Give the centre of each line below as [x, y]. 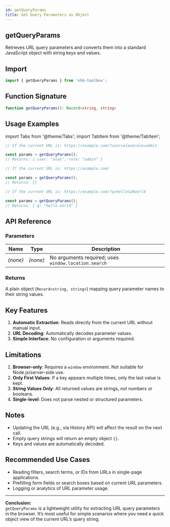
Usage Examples [32, 124]
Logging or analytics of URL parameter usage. [60, 488]
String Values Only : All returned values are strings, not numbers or [82, 388]
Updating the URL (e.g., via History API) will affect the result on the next [87, 427]
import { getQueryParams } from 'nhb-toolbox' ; [56, 81]
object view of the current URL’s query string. [53, 519]
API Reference [28, 221]
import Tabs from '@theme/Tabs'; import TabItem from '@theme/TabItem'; [83, 136]
